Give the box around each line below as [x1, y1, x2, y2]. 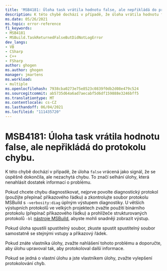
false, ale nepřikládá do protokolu [5, 142, 146, 153]
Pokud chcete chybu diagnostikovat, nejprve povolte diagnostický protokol [5, 189, 158, 195]
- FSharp [5, 58, 23, 63]
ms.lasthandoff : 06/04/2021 [5, 105, 64, 110]
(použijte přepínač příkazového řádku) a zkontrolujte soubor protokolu [5, 194, 149, 200]
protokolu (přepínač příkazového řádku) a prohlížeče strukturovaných [5, 210, 148, 216]
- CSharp [5, 49, 23, 54]
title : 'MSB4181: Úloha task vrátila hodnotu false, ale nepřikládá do [5, 7, 157, 12]
